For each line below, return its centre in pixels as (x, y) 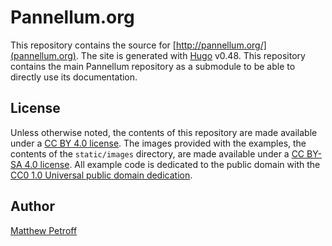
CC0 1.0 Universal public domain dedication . (101, 175)
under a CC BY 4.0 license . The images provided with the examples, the (158, 143)
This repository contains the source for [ (93, 45)
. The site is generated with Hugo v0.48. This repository (190, 55)
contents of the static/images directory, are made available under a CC (157, 153)
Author (32, 206)
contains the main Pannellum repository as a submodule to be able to (153, 66)
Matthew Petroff (44, 230)
